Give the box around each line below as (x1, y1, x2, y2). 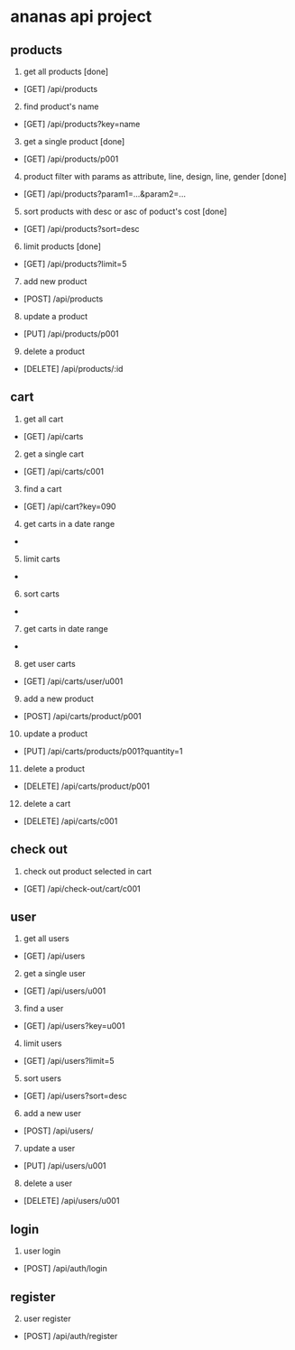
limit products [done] (23, 241, 102, 252)
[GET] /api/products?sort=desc (23, 224, 140, 234)
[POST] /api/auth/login (23, 1263, 107, 1274)
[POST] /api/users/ (23, 1125, 94, 1136)
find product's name (23, 101, 99, 112)
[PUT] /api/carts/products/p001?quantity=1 (23, 745, 183, 756)
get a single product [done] (23, 136, 125, 146)
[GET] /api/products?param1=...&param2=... (23, 189, 186, 199)
